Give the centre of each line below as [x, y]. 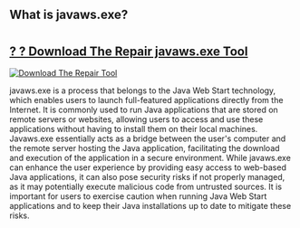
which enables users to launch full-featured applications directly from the [146, 100]
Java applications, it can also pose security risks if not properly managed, [147, 177]
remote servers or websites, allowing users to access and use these [136, 119]
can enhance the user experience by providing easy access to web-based [148, 167]
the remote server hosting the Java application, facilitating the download [145, 148]
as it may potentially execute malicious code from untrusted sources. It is [146, 186]
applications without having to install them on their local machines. [134, 129]
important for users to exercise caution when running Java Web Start [138, 196]
